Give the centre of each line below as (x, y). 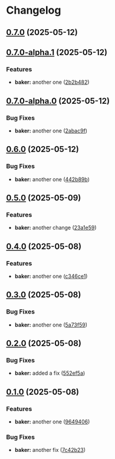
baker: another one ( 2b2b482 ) (52, 82)
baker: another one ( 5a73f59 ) (51, 325)
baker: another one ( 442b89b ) (52, 179)
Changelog (34, 10)
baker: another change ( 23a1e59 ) (55, 228)
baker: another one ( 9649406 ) (52, 422)
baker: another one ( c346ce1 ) (51, 276)
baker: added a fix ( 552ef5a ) (50, 373)
